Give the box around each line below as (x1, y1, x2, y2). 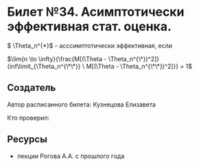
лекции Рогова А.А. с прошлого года (16, 152, 125, 160)
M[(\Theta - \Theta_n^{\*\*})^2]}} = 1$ (86, 62, 192, 70)
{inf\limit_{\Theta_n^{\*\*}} (7, 62, 81, 70)
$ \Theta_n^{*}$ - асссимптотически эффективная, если (7, 41, 173, 49)
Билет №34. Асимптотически (7, 4, 185, 20)
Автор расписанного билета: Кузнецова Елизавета (7, 100, 156, 109)
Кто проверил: (7, 113, 50, 122)
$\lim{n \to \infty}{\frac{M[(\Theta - (7, 54, 107, 63)
